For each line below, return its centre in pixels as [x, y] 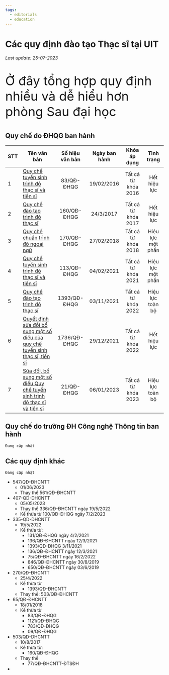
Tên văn [37, 153]
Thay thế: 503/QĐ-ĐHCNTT [49, 594]
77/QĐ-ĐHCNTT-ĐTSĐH [53, 663]
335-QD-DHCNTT [31, 519]
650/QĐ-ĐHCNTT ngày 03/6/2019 [63, 567]
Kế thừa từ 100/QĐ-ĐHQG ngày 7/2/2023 [63, 514]
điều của [33, 337]
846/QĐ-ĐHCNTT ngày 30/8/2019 [63, 562]
